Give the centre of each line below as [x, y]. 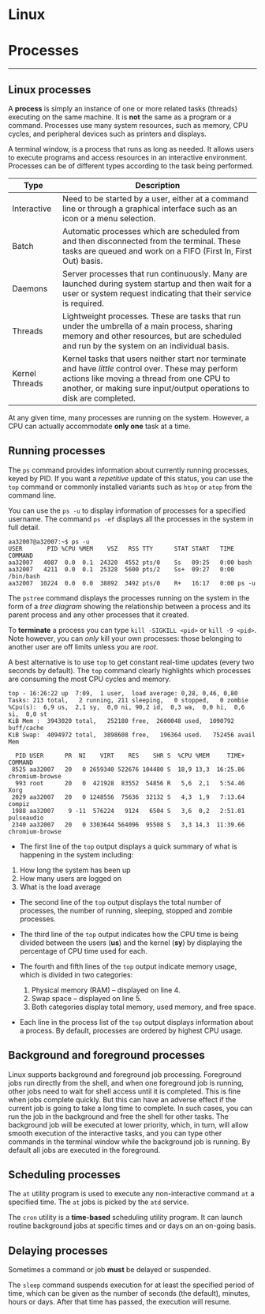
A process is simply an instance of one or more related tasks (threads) [123, 108]
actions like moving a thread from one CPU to [146, 378]
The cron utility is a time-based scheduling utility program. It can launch [125, 1218]
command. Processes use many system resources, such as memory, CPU [128, 125]
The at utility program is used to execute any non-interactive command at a [131, 1194]
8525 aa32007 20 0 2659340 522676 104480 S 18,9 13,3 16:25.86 [128, 769]
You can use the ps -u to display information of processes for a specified [127, 510]
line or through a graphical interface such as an [150, 209]
